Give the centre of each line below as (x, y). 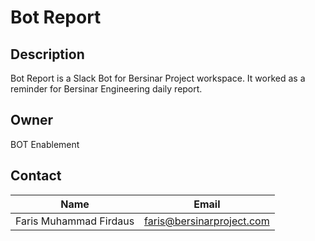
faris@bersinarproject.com (207, 221)
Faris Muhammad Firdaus (75, 221)
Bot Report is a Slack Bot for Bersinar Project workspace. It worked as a (158, 78)
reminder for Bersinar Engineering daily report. (106, 89)
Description (47, 54)
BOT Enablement (45, 144)
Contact (36, 176)
